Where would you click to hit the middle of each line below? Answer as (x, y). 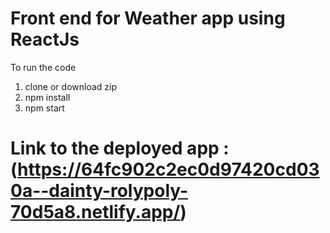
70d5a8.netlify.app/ (95, 212)
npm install (47, 97)
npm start (44, 108)
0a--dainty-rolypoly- (99, 191)
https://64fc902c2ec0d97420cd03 (168, 169)
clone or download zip (70, 86)
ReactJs (45, 39)
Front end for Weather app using (148, 18)
